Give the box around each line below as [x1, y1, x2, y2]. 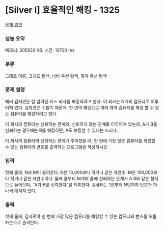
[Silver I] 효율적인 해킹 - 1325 [5, 4, 120, 16]
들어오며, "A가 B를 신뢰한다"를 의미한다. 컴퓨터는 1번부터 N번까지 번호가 [14, 182, 152, 188]
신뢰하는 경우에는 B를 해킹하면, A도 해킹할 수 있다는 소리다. [5, 127, 118, 133]
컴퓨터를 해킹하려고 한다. [10, 111, 58, 116]
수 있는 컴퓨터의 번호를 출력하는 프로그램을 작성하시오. [5, 144, 109, 150]
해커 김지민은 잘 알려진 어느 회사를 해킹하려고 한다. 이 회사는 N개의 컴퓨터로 [5, 98, 150, 104]
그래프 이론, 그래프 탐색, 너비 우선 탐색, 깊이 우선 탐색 [5, 73, 107, 79]
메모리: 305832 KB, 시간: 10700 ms [5, 47, 75, 53]
